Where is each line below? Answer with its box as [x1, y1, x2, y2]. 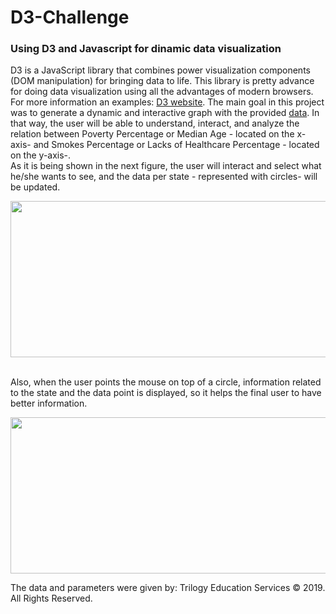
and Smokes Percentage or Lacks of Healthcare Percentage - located [33, 139, 320, 151]
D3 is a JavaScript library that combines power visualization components [10, 64, 311, 76]
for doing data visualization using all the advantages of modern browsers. [10, 86, 314, 98]
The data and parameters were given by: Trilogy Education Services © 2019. [10, 582, 326, 594]
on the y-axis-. [10, 149, 72, 161]
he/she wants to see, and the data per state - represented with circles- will [10, 171, 318, 183]
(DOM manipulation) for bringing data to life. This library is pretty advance [10, 75, 315, 87]
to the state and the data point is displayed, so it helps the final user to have [10, 387, 322, 399]
